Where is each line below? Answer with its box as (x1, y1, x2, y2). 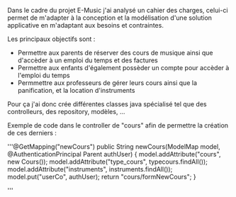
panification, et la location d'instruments (17, 86, 135, 94)
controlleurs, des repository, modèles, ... (7, 108, 125, 116)
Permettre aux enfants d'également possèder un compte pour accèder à (17, 64, 230, 72)
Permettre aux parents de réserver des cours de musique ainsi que (17, 49, 213, 57)
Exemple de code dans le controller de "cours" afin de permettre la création (7, 121, 229, 130)
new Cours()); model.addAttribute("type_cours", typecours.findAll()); (7, 157, 208, 166)
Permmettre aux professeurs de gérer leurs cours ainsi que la (17, 79, 197, 87)
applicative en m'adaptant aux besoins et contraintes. (7, 21, 164, 29)
